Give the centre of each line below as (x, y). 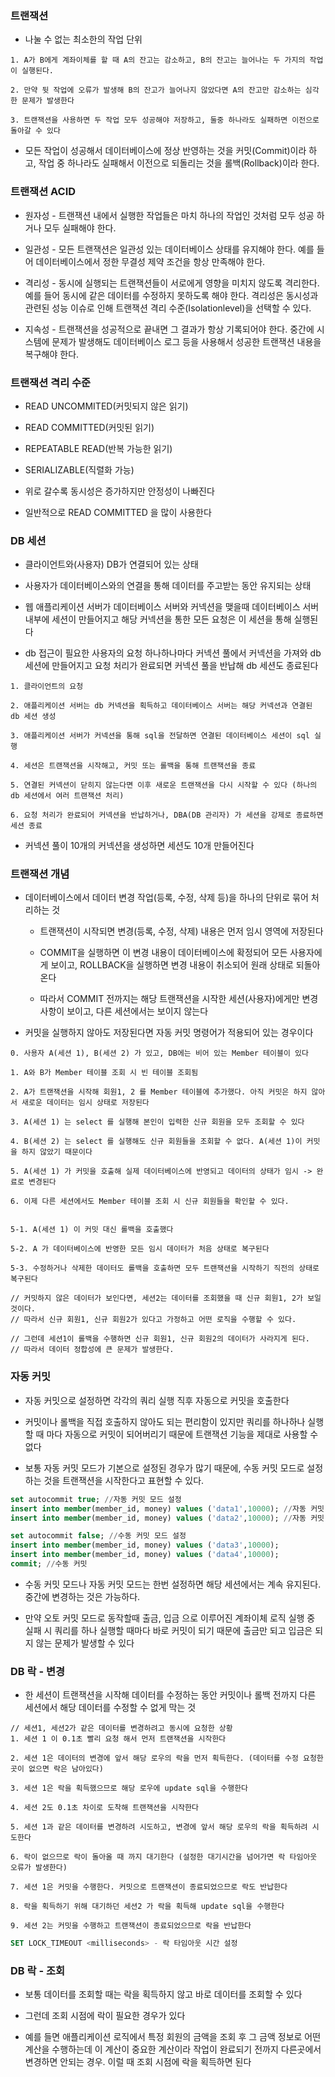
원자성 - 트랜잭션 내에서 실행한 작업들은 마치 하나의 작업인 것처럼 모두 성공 (169, 215)
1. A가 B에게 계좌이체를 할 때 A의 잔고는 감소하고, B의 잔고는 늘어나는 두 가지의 (158, 60)
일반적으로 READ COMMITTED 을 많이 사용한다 (118, 512)
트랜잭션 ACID (43, 192)
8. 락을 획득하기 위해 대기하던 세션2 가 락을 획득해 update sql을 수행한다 (147, 1907)
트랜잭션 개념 (40, 874)
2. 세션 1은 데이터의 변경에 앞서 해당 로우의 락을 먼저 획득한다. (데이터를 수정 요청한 (167, 1758)
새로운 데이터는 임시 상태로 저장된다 (85, 1103)
